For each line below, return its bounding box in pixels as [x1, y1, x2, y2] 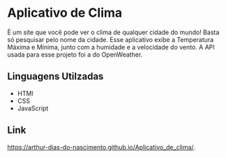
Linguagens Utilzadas [7, 71, 104, 82]
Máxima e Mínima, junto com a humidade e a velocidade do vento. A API [7, 43, 215, 51]
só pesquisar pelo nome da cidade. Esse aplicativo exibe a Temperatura [7, 35, 214, 43]
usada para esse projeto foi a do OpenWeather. [7, 50, 143, 59]
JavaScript [17, 103, 49, 113]
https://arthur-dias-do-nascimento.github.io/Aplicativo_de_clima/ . [7, 143, 195, 151]
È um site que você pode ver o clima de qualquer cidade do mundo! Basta [7, 28, 220, 36]
